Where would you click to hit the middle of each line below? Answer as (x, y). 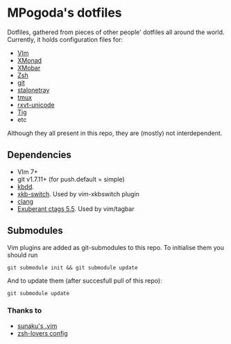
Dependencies (39, 155)
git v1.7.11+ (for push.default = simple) (71, 179)
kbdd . (26, 187)
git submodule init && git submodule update (72, 267)
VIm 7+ (27, 171)
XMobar (29, 68)
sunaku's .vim (37, 326)
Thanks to (25, 311)
